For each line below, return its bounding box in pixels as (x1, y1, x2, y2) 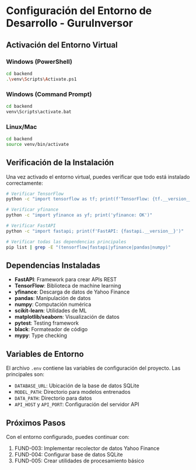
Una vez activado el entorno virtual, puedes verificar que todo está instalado (6, 173, 190, 180)
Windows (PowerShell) (6, 57, 73, 66)
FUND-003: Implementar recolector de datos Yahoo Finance (14, 444, 160, 452)
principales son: (6, 371, 45, 378)
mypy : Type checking (14, 332, 67, 339)
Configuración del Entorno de (6, 4, 152, 18)
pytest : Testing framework (14, 319, 79, 326)
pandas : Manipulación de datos (14, 295, 91, 302)
